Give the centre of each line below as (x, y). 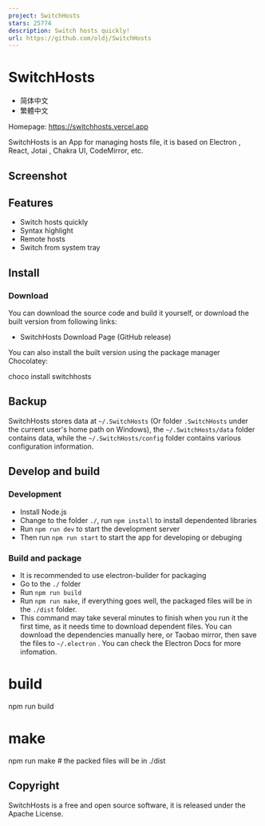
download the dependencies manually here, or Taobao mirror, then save (138, 634)
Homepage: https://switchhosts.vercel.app (79, 127)
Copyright (34, 786)
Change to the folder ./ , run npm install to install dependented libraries (138, 520)
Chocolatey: (28, 361)
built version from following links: (63, 321)
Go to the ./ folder (50, 584)
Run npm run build (51, 592)
